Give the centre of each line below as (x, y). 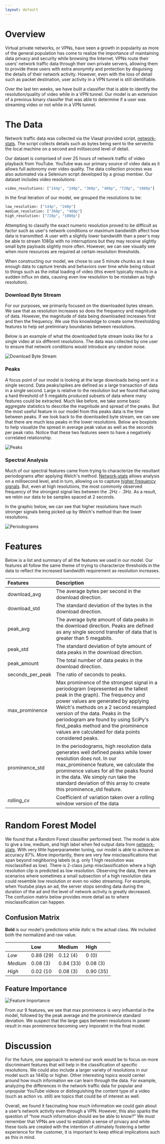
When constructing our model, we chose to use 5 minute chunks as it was (80, 261)
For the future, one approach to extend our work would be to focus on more (82, 1060)
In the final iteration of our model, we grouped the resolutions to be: (73, 197)
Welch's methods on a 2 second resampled (106, 707)
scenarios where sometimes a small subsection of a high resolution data (78, 876)
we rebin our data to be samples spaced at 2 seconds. (60, 497)
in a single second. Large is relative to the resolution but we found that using (82, 390)
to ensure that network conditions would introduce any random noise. (76, 347)
